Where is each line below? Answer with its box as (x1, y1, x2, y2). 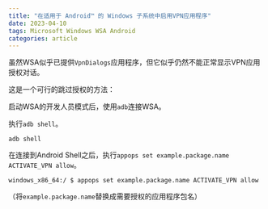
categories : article (8, 34, 79, 43)
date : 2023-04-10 (8, 19, 67, 27)
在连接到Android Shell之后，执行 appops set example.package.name (8, 150, 229, 160)
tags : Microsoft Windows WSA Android (8, 27, 136, 35)
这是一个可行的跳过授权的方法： (8, 85, 115, 94)
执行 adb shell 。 (8, 119, 63, 129)
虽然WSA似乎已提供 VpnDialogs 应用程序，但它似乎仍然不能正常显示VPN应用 (8, 57, 261, 67)
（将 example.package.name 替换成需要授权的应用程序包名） (8, 191, 202, 202)
